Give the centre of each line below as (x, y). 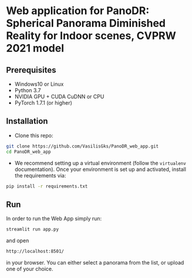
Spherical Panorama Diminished (86, 23)
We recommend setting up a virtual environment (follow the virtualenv (100, 163)
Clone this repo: (34, 135)
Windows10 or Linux (39, 84)
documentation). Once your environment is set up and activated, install (100, 169)
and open (18, 241)
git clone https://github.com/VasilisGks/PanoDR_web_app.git (82, 146)
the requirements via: (40, 175)
